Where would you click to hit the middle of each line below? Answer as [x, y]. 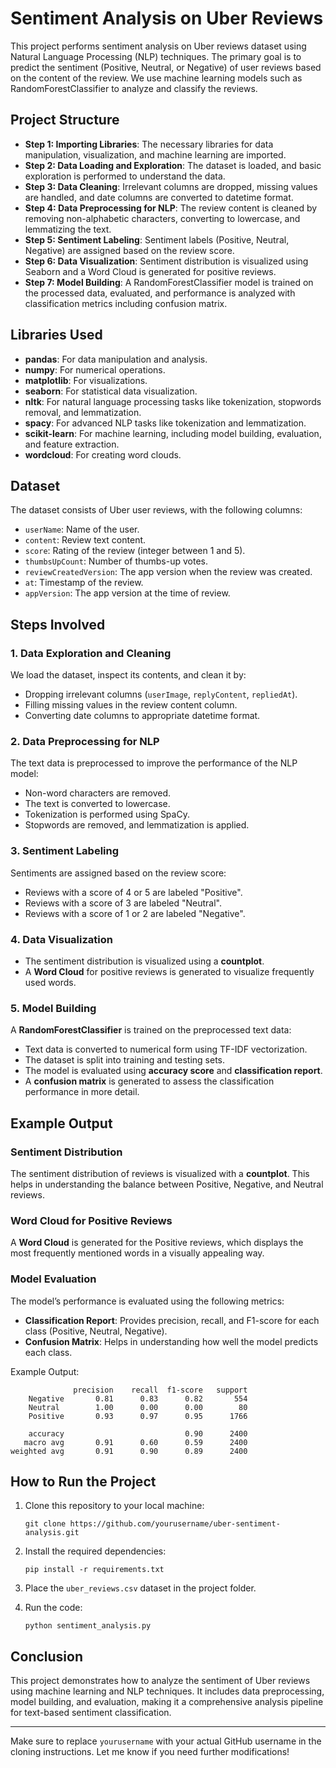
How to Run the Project [83, 1481]
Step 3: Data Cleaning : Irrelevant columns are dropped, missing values [171, 186]
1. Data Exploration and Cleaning [91, 653]
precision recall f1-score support [160, 1390]
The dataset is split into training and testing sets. [125, 1060]
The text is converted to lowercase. [97, 804]
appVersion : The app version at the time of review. [127, 593]
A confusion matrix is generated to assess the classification [149, 1081]
